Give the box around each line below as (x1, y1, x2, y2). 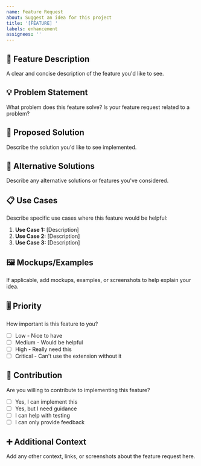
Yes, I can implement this (14, 398, 78, 405)
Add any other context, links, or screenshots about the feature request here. (6, 452, 196, 460)
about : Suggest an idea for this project (6, 15, 112, 21)
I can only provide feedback (14, 419, 85, 426)
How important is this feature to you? (6, 320, 98, 327)
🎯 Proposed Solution (6, 128, 85, 138)
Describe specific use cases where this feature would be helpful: (6, 214, 168, 222)
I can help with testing (14, 412, 71, 419)
